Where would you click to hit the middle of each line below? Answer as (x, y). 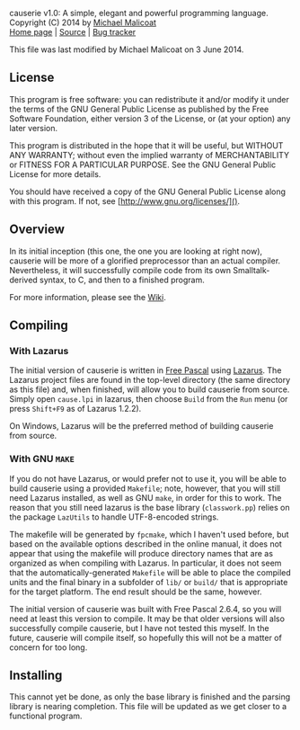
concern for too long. (49, 647)
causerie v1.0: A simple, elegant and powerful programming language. (139, 13)
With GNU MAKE (42, 459)
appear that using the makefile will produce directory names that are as (141, 553)
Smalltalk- (251, 270)
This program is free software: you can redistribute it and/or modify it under (149, 99)
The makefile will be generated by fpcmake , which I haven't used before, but (149, 534)
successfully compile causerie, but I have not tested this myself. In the (139, 628)
